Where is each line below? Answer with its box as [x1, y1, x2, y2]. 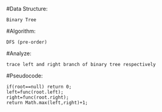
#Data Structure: [6, 5, 48, 12]
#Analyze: [6, 50, 32, 57]
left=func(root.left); [6, 89, 64, 95]
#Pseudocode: [6, 72, 43, 79]
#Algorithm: [6, 27, 36, 35]
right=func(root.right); [6, 94, 69, 100]
